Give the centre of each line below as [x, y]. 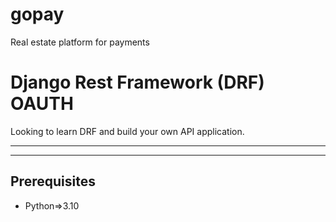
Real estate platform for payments [80, 42]
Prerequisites [53, 181]
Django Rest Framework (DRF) [137, 82]
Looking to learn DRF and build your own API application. [127, 131]
